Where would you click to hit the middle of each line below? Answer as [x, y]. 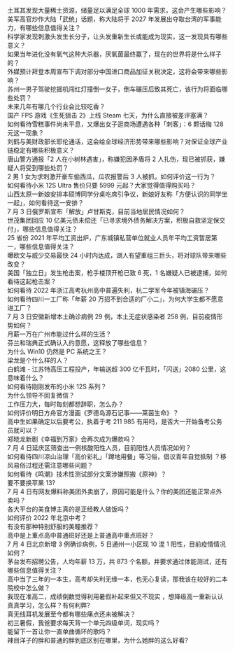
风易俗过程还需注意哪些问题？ [50, 465]
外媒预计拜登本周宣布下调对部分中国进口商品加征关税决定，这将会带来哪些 [114, 71]
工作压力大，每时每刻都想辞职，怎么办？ [65, 404]
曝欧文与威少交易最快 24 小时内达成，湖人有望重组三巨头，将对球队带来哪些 [117, 255]
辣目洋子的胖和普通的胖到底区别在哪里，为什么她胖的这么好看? [98, 640]
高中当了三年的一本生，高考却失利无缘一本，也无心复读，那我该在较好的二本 [117, 579]
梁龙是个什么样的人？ [38, 360]
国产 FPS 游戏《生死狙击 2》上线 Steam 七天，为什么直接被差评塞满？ [108, 115]
